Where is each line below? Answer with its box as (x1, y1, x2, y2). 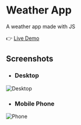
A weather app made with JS (6, 23, 76, 30)
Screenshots (6, 54, 54, 64)
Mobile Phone (14, 99, 55, 107)
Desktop (14, 72, 40, 80)
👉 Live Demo (6, 35, 40, 42)
